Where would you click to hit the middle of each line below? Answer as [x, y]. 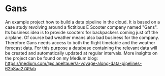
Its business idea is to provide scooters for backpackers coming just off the [82, 32]
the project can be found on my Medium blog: [51, 58]
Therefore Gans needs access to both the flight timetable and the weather [80, 42]
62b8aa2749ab [20, 68]
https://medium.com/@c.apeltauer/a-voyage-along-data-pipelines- [73, 63]
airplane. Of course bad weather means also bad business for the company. [82, 38]
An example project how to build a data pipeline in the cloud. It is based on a [82, 22]
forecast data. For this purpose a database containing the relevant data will [81, 48]
